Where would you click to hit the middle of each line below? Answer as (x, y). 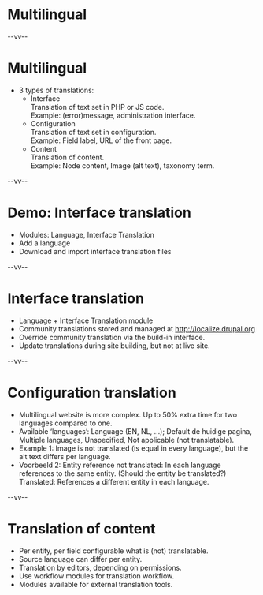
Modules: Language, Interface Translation (87, 234)
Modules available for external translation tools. (96, 584)
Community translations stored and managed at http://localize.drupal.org (137, 328)
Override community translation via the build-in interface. (112, 337)
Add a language (44, 243)
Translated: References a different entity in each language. (114, 481)
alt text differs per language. (65, 456)
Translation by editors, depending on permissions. (100, 567)
